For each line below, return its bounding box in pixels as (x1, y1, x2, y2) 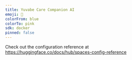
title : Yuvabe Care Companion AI (5, 7, 75, 12)
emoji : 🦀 (5, 12, 23, 17)
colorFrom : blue (5, 16, 39, 21)
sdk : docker (5, 26, 30, 31)
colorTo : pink (5, 21, 35, 26)
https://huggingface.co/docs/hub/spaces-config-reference (5, 49, 127, 55)
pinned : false (5, 30, 35, 35)
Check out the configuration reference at (5, 44, 89, 50)
